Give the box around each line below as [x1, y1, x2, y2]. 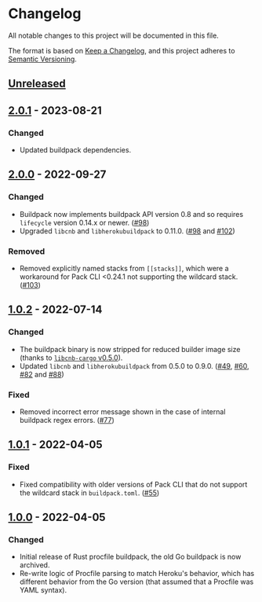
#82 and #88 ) [19, 369, 64, 379]
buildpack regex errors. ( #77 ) [19, 415, 115, 424]
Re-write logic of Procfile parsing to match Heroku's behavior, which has [19, 569, 255, 578]
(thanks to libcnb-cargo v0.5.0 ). [19, 353, 123, 362]
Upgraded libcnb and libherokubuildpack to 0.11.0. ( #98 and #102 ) [19, 226, 235, 236]
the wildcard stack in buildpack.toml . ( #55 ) [19, 488, 160, 497]
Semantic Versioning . [8, 54, 77, 64]
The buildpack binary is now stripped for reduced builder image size [19, 344, 241, 354]
